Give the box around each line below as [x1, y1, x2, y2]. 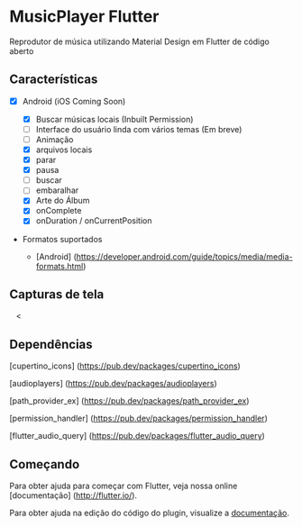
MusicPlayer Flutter [9, 6, 160, 27]
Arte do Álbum [35, 195, 90, 206]
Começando [9, 457, 80, 472]
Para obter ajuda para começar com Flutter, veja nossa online [9, 480, 238, 491]
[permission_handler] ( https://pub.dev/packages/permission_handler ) [9, 413, 268, 424]
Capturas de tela [9, 286, 105, 302]
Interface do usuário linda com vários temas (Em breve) [35, 123, 243, 134]
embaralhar [35, 185, 79, 195]
